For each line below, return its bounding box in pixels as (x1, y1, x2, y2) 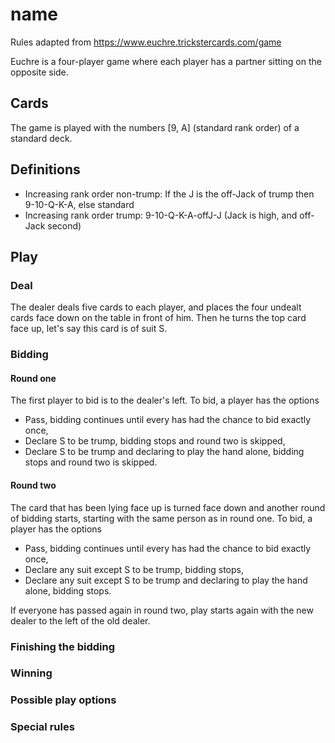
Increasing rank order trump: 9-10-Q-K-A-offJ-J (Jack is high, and (24, 209, 298, 221)
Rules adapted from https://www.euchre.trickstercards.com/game (10, 36, 282, 48)
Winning (10, 666, 53, 680)
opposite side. (10, 66, 69, 78)
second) (47, 219, 82, 232)
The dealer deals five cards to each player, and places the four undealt (10, 301, 302, 313)
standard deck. (10, 132, 73, 144)
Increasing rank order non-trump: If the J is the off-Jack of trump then (24, 188, 315, 200)
